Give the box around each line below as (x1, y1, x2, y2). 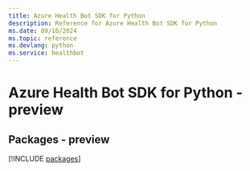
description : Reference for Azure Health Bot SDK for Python (8, 19, 218, 27)
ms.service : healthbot (8, 49, 84, 57)
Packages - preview (8, 132, 110, 146)
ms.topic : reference (8, 34, 78, 43)
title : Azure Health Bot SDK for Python (8, 11, 146, 20)
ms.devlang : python (8, 42, 74, 50)
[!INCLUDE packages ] (8, 154, 81, 163)
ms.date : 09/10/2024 (8, 26, 78, 35)
